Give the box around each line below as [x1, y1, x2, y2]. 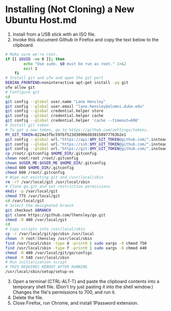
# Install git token [5, 123, 49, 128]
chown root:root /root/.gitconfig [5, 156, 79, 161]
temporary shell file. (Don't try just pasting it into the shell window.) [12, 284, 154, 290]
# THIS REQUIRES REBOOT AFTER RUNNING [5, 264, 88, 270]
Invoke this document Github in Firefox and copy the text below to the [12, 37, 159, 43]
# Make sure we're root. [5, 52, 58, 57]
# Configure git [5, 89, 40, 95]
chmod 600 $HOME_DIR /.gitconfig [5, 165, 74, 170]
